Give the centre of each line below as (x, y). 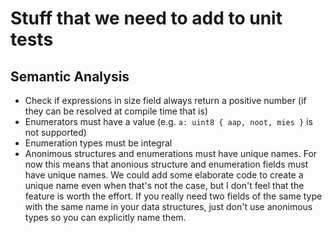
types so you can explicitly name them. (105, 217)
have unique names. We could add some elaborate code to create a (164, 175)
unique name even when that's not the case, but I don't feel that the (164, 185)
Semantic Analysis (70, 76)
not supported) (55, 132)
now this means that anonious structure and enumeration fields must (166, 164)
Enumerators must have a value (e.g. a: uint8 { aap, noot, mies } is (168, 121)
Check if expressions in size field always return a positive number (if (165, 100)
